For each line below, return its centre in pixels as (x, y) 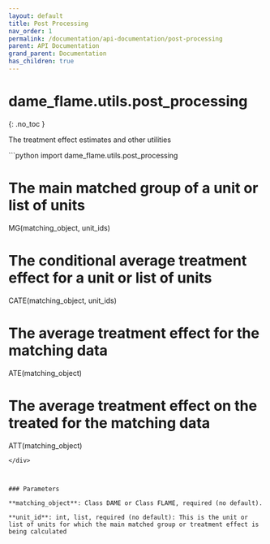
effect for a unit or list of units (110, 278)
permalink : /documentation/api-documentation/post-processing (116, 39)
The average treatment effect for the (134, 333)
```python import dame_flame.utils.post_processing (93, 155)
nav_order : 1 (30, 31)
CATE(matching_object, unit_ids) (63, 300)
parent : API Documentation (54, 46)
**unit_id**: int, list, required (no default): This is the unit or (129, 517)
